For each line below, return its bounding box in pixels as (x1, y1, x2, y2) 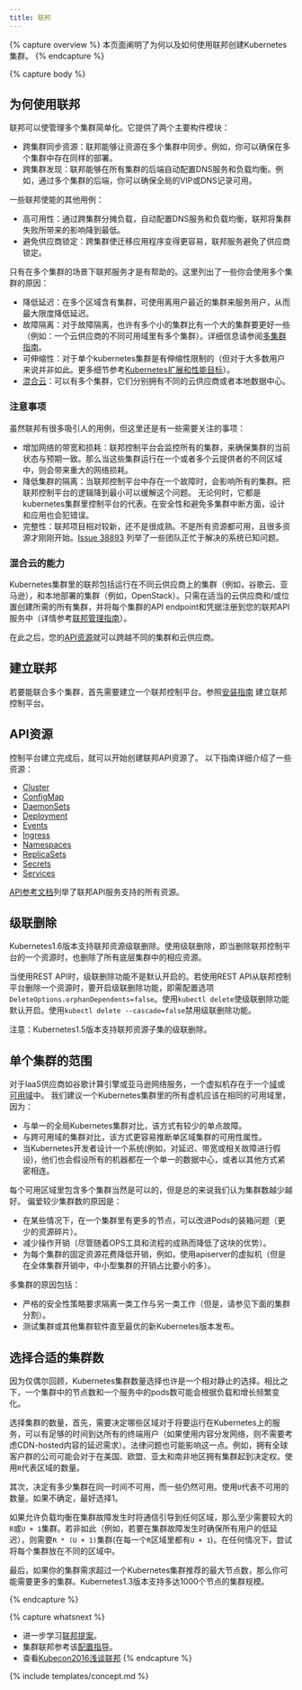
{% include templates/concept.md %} (9, 1671, 149, 1682)
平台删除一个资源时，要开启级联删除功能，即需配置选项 (9, 982, 214, 993)
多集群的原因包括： (9, 1279, 81, 1290)
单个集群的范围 (9, 1053, 93, 1068)
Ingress (22, 829, 51, 840)
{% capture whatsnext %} (9, 1612, 105, 1622)
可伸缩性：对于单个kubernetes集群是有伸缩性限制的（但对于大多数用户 (22, 353, 286, 364)
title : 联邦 (9, 13, 51, 23)
